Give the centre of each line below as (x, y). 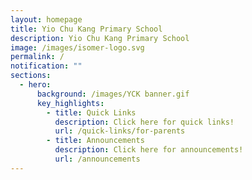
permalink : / (37, 57)
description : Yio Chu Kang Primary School (100, 38)
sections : (31, 76)
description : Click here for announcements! (149, 150)
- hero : (35, 85)
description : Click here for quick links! (144, 122)
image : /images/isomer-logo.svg (77, 47)
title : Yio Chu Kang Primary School (86, 29)
